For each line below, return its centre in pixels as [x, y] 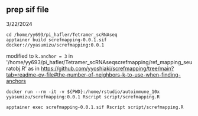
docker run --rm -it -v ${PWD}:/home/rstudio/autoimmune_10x [83, 92]
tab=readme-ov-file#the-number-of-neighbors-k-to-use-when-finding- [94, 74]
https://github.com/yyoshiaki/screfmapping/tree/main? [107, 68]
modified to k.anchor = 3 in [40, 56]
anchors [16, 81]
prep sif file [27, 10]
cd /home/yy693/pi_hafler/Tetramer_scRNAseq [62, 35]
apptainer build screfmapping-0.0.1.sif [57, 40]
